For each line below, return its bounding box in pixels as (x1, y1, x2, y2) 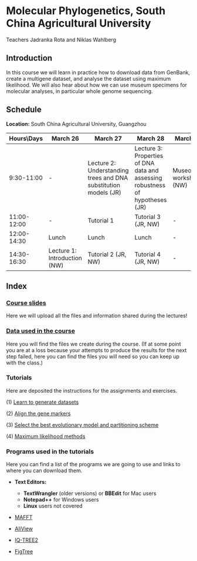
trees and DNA (87, 174, 128, 182)
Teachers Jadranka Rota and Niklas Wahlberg (6, 36, 116, 43)
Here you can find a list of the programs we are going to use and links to (6, 461, 181, 468)
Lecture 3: (134, 144, 163, 152)
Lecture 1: (48, 246, 77, 254)
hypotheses (134, 195, 167, 204)
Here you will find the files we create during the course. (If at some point (6, 340, 181, 347)
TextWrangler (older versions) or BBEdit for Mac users (23, 490, 157, 497)
